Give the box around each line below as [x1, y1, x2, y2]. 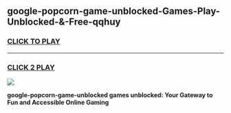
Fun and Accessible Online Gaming [7, 98, 109, 106]
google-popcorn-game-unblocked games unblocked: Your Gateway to [7, 90, 213, 99]
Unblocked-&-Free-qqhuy [7, 16, 121, 28]
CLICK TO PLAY [7, 37, 60, 47]
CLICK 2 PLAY [7, 62, 55, 72]
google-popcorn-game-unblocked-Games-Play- [7, 5, 221, 17]
